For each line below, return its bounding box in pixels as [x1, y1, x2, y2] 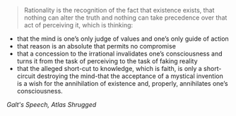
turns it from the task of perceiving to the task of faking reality [16, 57, 198, 65]
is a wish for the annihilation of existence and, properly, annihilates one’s [16, 79, 228, 87]
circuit [16, 72, 36, 80]
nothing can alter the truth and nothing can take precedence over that [23, 13, 228, 22]
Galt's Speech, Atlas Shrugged [6, 101, 97, 108]
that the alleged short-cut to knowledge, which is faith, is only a [16, 65, 202, 72]
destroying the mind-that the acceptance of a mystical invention [37, 72, 223, 80]
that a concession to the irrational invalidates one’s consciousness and [16, 49, 223, 58]
